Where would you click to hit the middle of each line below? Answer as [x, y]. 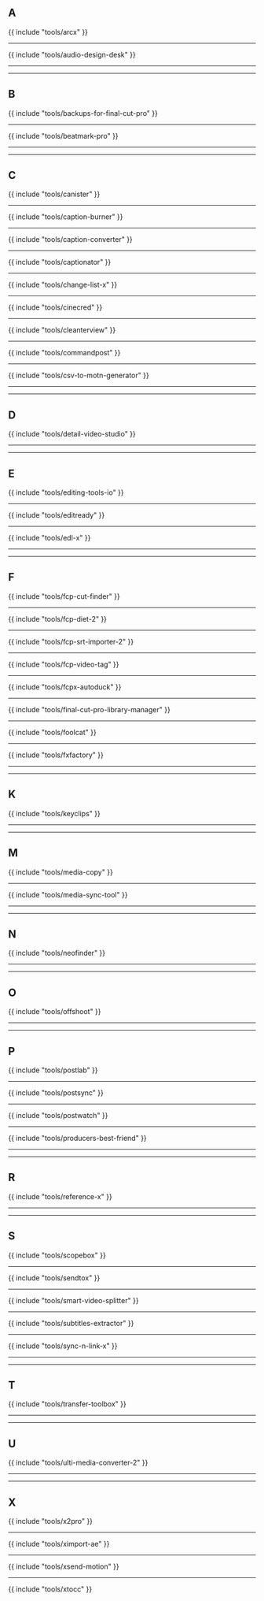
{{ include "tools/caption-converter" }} [71, 240]
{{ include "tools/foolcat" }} [52, 732]
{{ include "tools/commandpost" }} [64, 353]
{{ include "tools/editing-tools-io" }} [66, 492]
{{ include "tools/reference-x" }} [60, 1196]
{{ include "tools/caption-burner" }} [66, 217]
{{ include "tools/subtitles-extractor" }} [71, 1323]
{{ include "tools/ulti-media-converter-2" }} [78, 1463]
